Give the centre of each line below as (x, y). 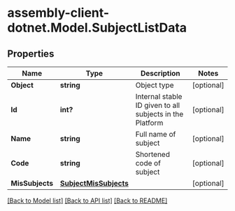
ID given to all (158, 105)
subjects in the (159, 114)
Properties (31, 54)
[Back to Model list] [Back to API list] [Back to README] (87, 200)
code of (148, 163)
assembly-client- (58, 13)
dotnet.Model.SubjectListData (97, 28)
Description (160, 73)
